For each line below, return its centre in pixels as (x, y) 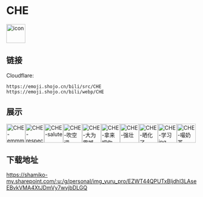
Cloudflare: (20, 75)
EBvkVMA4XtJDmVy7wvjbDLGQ (47, 188)
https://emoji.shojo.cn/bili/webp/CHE (55, 92)
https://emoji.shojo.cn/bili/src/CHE (54, 86)
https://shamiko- (27, 175)
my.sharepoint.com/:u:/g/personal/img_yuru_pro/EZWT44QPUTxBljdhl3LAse (101, 181)
